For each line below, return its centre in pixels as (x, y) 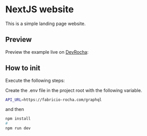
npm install (18, 119)
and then (15, 109)
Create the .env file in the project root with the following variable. (74, 90)
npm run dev (18, 128)
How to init (23, 68)
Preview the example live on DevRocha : (47, 52)
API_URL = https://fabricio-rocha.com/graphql (54, 100)
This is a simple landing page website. (46, 24)
